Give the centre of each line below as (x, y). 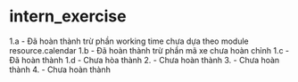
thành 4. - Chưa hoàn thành (60, 70)
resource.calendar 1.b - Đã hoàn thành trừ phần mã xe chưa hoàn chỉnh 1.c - (149, 50)
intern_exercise (68, 16)
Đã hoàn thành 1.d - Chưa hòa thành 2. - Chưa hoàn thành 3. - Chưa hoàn (145, 60)
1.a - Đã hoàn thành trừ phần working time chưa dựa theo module (129, 41)
